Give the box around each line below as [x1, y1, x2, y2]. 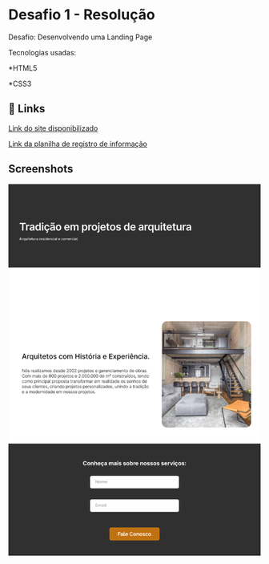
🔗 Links [8, 102, 46, 116]
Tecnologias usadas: [8, 47, 77, 57]
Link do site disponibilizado [8, 123, 98, 133]
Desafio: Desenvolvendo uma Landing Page [8, 32, 153, 42]
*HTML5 [8, 63, 38, 73]
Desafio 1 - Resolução [8, 6, 155, 24]
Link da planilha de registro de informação [8, 139, 148, 148]
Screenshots [8, 162, 74, 176]
